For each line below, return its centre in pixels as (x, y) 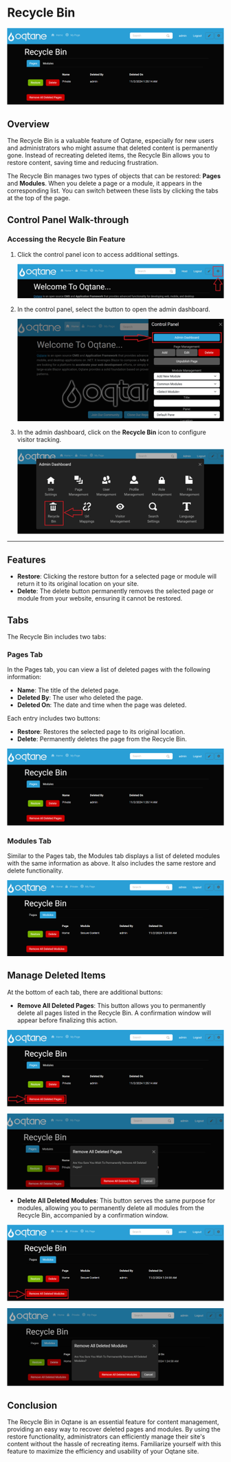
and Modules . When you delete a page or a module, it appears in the (105, 184)
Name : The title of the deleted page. (68, 690)
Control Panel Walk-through (68, 220)
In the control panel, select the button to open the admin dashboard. (114, 309)
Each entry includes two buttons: (54, 719)
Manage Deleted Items (56, 976)
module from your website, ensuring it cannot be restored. (100, 598)
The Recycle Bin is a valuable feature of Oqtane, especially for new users (111, 141)
